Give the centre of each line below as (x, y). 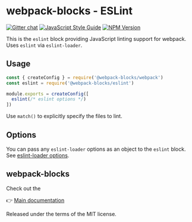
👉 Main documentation (35, 200)
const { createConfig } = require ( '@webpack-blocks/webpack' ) (85, 77)
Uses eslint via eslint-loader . (44, 45)
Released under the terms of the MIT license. (62, 214)
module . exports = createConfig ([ (48, 94)
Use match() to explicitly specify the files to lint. (64, 116)
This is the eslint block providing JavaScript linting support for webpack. (96, 39)
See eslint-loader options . (38, 155)
